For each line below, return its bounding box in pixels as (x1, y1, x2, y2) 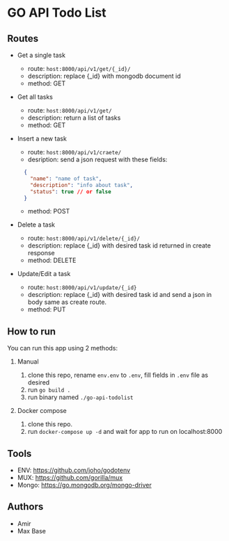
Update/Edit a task (17, 270, 71, 278)
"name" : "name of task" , (30, 175, 102, 182)
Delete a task (17, 220, 56, 229)
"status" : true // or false (30, 188, 111, 195)
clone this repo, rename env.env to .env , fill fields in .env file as (27, 371, 209, 380)
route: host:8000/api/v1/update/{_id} (27, 283, 137, 291)
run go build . (27, 386, 71, 394)
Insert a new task (17, 134, 68, 143)
